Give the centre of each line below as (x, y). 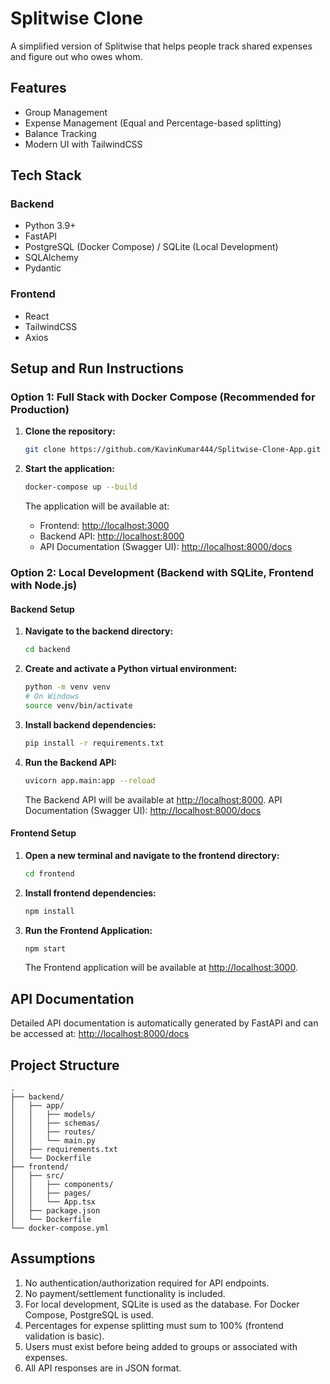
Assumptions (53, 1258)
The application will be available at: (97, 506)
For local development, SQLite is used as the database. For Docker (162, 1304)
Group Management (66, 112)
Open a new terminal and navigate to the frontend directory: (152, 855)
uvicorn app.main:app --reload (90, 780)
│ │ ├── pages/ (51, 1193)
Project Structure (65, 1065)
